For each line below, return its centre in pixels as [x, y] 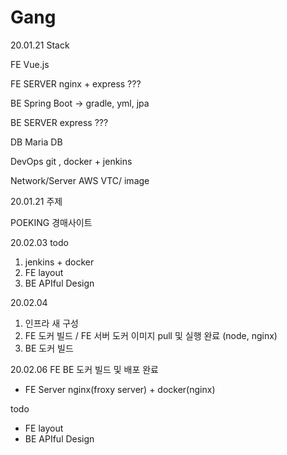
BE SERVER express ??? [59, 122]
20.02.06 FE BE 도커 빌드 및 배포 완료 [84, 369]
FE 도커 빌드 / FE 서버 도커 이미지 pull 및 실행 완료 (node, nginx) [151, 335]
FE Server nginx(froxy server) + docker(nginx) [120, 389]
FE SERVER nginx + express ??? [76, 83]
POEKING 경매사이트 [51, 222]
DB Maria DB [36, 142]
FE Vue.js [30, 64]
